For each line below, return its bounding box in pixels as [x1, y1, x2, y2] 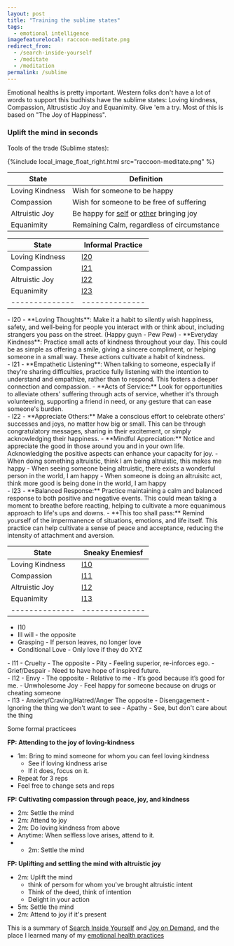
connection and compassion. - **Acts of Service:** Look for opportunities [7, 382, 223, 391]
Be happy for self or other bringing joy [72, 208, 198, 218]
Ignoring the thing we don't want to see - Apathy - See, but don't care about [7, 703, 228, 711]
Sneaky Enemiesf [83, 548, 144, 557]
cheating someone [7, 688, 62, 697]
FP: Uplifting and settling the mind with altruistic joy [7, 859, 161, 868]
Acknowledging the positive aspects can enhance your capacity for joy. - [7, 449, 219, 457]
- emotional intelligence [13, 29, 90, 37]
